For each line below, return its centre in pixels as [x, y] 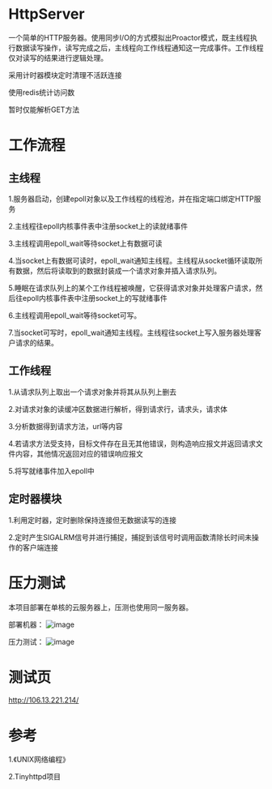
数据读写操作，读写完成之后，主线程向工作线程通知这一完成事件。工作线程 [139, 47]
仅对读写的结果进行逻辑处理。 [58, 58]
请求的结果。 [36, 342]
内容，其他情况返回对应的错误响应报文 [79, 453]
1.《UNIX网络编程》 [39, 760]
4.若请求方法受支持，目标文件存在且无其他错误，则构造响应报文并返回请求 [132, 444]
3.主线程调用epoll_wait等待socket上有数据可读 [85, 243]
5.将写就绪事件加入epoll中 [51, 470]
